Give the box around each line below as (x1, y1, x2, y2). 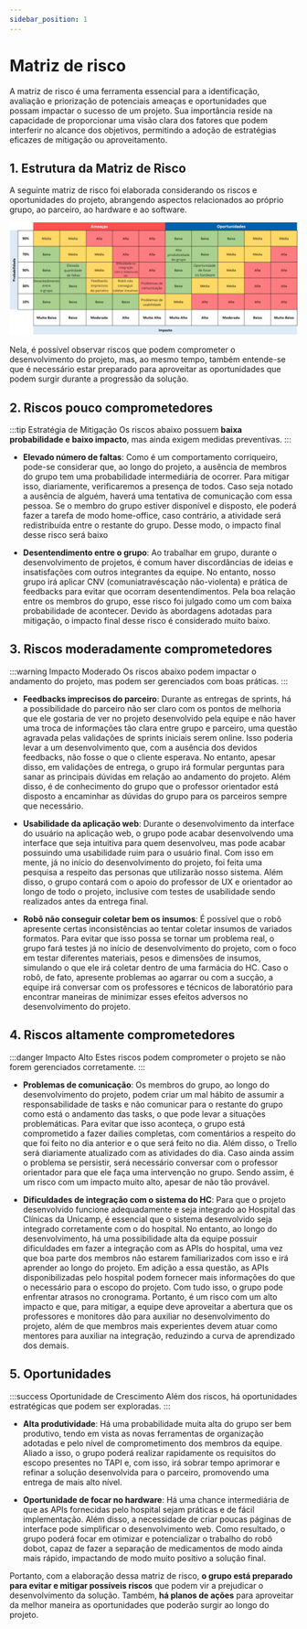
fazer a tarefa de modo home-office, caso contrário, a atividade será (22, 510, 281, 521)
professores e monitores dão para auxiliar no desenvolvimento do (22, 1311, 270, 1322)
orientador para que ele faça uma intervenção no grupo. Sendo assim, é (22, 1166, 294, 1177)
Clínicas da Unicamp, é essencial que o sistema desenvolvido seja (22, 1213, 272, 1225)
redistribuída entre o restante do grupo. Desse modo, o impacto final (22, 520, 281, 530)
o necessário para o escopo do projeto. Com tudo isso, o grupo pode (22, 1281, 283, 1292)
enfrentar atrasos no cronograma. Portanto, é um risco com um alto (22, 1291, 278, 1302)
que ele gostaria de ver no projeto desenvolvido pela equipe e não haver (22, 713, 296, 723)
